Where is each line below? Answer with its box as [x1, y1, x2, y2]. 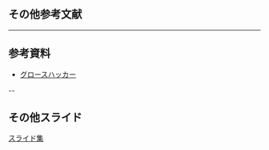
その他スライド [8, 111, 82, 124]
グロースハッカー [19, 69, 77, 79]
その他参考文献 [8, 7, 82, 22]
